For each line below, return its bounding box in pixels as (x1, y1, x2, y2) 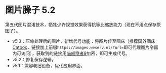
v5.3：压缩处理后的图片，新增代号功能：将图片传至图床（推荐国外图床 (12, 38, 156, 44)
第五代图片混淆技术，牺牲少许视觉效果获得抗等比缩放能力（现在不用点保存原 (5, 22, 161, 27)
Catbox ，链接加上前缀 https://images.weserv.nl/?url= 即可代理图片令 (12, 44, 154, 50)
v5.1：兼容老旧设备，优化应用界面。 (12, 62, 85, 69)
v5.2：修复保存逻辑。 (12, 56, 56, 62)
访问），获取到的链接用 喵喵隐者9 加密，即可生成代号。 (21, 50, 130, 56)
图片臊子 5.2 (5, 4, 56, 16)
